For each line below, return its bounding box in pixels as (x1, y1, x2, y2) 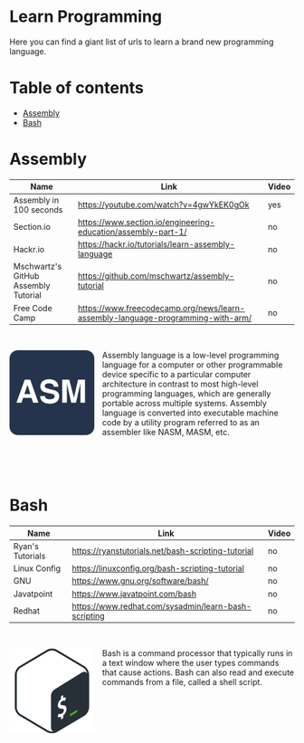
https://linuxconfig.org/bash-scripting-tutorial (71, 563, 244, 574)
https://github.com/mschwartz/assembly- (77, 271, 235, 281)
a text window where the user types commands (102, 658, 280, 669)
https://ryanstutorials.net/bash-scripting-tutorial (71, 546, 254, 557)
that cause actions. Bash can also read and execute (102, 667, 295, 678)
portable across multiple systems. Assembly (102, 398, 267, 409)
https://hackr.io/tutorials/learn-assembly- (77, 239, 235, 250)
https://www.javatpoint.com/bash (71, 588, 197, 599)
